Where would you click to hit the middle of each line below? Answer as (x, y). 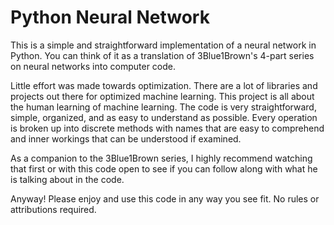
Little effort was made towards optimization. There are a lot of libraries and (164, 85)
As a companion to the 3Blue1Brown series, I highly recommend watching (161, 158)
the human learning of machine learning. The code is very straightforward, (163, 107)
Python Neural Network (110, 17)
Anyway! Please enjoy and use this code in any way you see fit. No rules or (165, 198)
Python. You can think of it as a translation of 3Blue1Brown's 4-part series (162, 55)
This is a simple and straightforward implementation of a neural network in (163, 45)
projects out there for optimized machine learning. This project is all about (162, 96)
